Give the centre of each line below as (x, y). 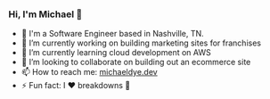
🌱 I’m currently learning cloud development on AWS (116, 53)
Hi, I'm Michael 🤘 (45, 14)
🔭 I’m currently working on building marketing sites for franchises (141, 43)
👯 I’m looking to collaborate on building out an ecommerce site (136, 62)
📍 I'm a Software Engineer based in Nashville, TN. (112, 34)
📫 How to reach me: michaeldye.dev (89, 72)
